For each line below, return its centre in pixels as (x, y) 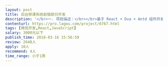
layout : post (19, 10)
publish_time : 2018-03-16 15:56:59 (42, 38)
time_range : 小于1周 (25, 56)
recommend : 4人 (20, 51)
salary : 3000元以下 (24, 33)
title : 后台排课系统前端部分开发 (35, 14)
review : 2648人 (20, 42)
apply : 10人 (17, 47)
